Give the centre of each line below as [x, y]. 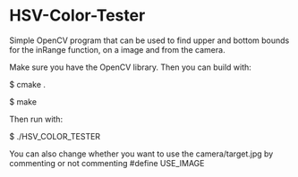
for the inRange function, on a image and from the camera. [117, 49]
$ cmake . [28, 84]
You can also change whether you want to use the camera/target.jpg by [141, 154]
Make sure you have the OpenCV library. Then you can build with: [131, 67]
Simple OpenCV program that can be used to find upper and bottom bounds [149, 40]
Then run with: [36, 119]
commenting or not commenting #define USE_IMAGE [107, 163]
